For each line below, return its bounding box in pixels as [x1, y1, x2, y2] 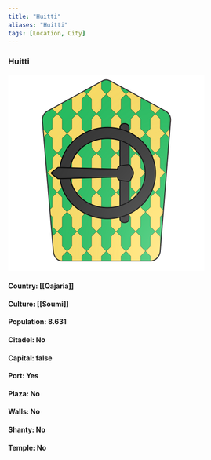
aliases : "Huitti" [8, 20, 68, 29]
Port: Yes [8, 371, 39, 381]
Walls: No [8, 407, 41, 416]
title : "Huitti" [8, 13, 61, 20]
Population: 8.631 [8, 317, 67, 327]
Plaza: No [8, 389, 41, 398]
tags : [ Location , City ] [8, 29, 86, 37]
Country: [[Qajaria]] [8, 281, 75, 290]
